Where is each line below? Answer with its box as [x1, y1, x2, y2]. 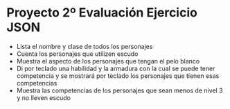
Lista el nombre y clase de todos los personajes [16, 42, 153, 50]
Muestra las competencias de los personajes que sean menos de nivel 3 [16, 86, 223, 95]
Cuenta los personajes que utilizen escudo [16, 50, 139, 58]
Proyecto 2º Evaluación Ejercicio [6, 5, 198, 21]
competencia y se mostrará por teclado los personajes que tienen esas [16, 71, 220, 80]
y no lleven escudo [16, 93, 71, 101]
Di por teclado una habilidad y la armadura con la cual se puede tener [16, 64, 215, 72]
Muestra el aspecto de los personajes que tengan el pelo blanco [16, 57, 200, 65]
